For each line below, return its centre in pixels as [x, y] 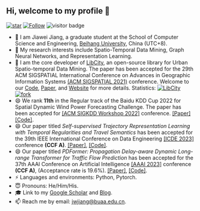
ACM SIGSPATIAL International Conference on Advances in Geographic [103, 75]
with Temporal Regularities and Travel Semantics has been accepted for [104, 132]
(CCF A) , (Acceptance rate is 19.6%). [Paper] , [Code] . [81, 170]
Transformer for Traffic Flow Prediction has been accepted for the [112, 158]
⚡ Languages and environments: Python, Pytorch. [76, 177]
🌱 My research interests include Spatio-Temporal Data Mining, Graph [99, 50]
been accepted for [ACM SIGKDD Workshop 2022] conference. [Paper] [103, 113]
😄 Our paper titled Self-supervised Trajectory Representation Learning [102, 126]
